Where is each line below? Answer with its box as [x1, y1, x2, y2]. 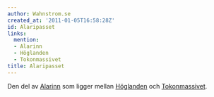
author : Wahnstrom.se [7, 10, 71, 18]
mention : [13, 37, 40, 44]
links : [7, 30, 27, 37]
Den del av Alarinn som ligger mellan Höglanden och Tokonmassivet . [7, 82, 208, 90]
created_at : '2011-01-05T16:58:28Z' [7, 17, 115, 24]
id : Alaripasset [7, 23, 55, 30]
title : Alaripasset [7, 63, 65, 70]
